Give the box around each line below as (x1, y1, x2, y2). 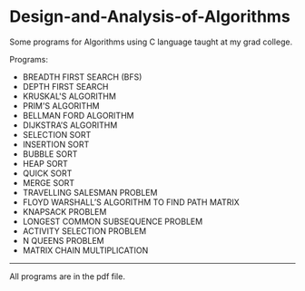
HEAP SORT (22, 158, 68, 169)
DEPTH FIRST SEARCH (22, 81, 109, 92)
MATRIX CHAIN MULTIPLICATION (22, 245, 149, 256)
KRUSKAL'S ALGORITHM (22, 91, 116, 102)
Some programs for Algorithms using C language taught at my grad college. (9, 36, 293, 47)
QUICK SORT (22, 168, 73, 179)
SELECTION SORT (22, 129, 92, 140)
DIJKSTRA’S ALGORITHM (22, 120, 118, 131)
